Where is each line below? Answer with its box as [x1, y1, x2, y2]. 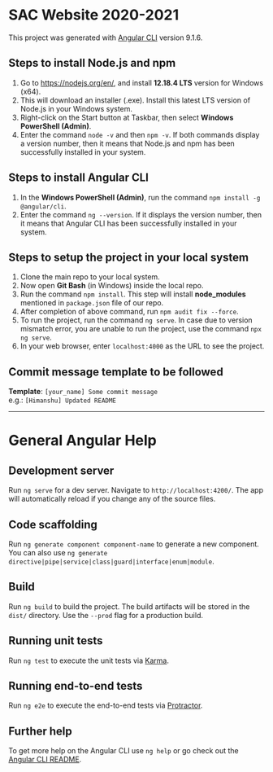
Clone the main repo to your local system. [19, 272, 160, 282]
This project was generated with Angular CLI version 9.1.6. [8, 33, 203, 42]
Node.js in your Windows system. [19, 103, 132, 113]
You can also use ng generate [8, 548, 108, 557]
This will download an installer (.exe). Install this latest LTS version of [19, 95, 250, 105]
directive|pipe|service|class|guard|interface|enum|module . [8, 556, 214, 566]
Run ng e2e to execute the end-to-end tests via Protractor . [8, 700, 203, 710]
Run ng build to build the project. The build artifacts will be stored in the [8, 601, 250, 612]
